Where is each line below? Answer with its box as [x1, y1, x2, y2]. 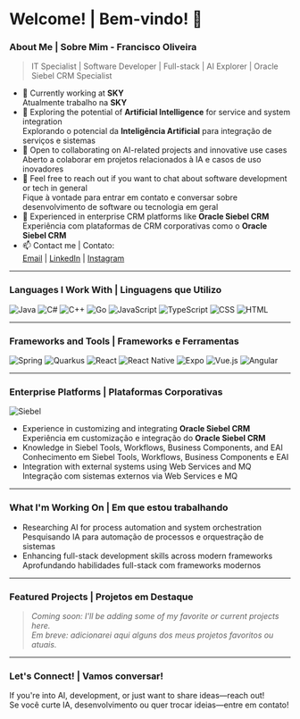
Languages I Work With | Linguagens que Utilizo [9, 284, 222, 297]
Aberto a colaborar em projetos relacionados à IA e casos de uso [21, 155, 262, 165]
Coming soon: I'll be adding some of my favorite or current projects [30, 610, 279, 621]
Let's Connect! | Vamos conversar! [9, 670, 163, 682]
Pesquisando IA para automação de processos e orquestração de [21, 531, 264, 542]
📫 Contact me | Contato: [21, 240, 114, 251]
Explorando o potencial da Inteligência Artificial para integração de [21, 126, 272, 137]
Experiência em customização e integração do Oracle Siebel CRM [21, 433, 266, 444]
